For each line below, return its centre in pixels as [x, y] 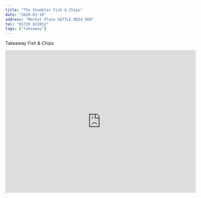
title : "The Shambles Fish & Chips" [44, 10]
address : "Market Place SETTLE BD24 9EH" [50, 19]
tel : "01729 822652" [27, 24]
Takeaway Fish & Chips [30, 43]
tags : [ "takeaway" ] [26, 29]
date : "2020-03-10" [26, 15]
